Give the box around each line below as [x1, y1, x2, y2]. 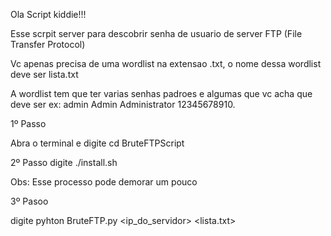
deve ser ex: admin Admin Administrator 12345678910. [10, 99, 236, 110]
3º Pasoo [10, 195, 49, 207]
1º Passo [10, 118, 47, 129]
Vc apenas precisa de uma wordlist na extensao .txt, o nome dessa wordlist [10, 58, 322, 69]
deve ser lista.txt [10, 69, 79, 80]
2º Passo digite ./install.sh [10, 157, 118, 168]
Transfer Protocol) [10, 39, 86, 50]
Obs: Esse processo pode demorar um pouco [10, 176, 198, 188]
